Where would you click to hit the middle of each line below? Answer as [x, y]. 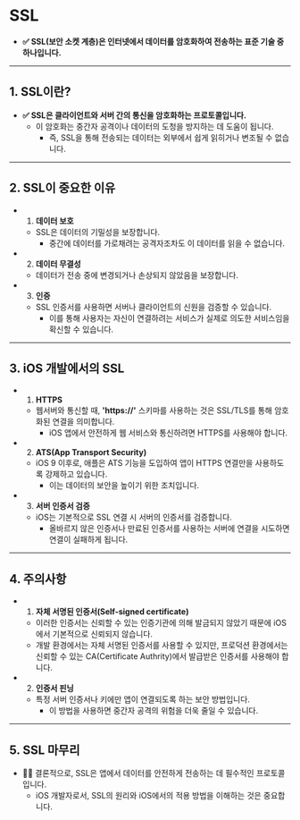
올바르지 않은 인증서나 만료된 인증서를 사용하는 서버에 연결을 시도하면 [169, 528]
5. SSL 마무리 [45, 750]
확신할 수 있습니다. [81, 329]
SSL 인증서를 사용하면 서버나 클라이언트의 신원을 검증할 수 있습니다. [154, 307]
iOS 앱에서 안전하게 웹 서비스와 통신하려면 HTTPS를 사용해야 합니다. [168, 433]
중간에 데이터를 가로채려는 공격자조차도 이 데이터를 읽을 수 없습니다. [167, 243]
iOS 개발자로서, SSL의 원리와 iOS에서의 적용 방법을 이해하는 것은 [148, 795]
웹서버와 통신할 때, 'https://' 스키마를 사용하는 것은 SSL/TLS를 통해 [154, 410]
